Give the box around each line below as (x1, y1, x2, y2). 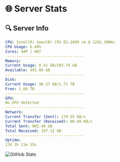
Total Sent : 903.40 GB (5, 123, 52, 128)
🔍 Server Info (5, 24, 49, 33)
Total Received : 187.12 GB (5, 128, 61, 133)
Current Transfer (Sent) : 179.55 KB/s (5, 114, 86, 119)
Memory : (5, 58, 21, 63)
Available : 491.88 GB (5, 68, 50, 73)
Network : (5, 110, 23, 115)
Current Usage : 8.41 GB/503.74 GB (5, 63, 77, 68)
